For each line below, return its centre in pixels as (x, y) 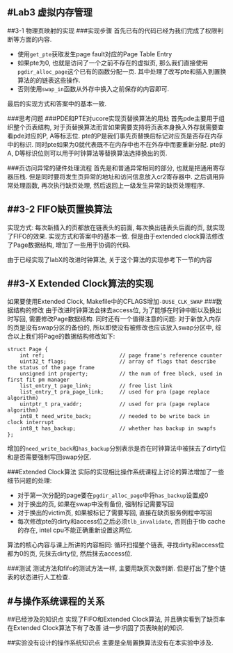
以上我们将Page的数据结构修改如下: (64, 337)
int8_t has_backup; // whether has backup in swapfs (118, 429)
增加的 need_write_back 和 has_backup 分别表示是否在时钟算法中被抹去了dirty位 (117, 449)
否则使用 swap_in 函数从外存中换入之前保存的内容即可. (93, 88)
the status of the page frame (51, 368)
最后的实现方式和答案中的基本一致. (57, 104)
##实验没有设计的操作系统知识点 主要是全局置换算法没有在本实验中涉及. (110, 643)
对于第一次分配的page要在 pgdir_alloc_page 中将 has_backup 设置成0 (113, 495)
